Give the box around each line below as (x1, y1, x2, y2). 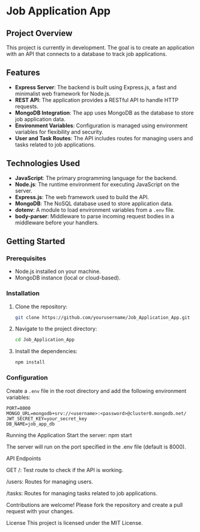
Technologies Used (6, 158, 80, 169)
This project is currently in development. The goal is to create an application (6, 44, 195, 51)
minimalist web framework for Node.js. (14, 90, 111, 97)
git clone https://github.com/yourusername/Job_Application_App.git (14, 314, 190, 320)
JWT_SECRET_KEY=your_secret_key (6, 416, 87, 422)
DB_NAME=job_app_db (6, 421, 55, 427)
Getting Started (6, 236, 65, 247)
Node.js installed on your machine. (14, 268, 101, 275)
